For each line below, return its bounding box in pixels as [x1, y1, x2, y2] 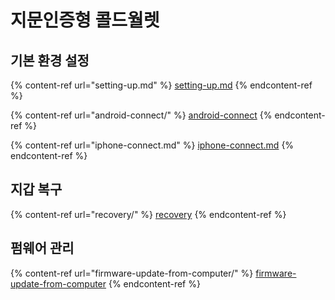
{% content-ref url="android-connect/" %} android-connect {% [10, 109, 273, 121]
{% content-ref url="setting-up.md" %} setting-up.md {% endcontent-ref [10, 79, 313, 91]
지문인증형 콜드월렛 [10, 9, 160, 32]
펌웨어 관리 [10, 240, 75, 257]
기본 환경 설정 [10, 52, 90, 69]
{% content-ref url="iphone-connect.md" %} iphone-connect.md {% [10, 139, 295, 151]
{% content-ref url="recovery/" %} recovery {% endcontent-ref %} [10, 208, 287, 220]
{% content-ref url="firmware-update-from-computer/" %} [10, 267, 254, 279]
